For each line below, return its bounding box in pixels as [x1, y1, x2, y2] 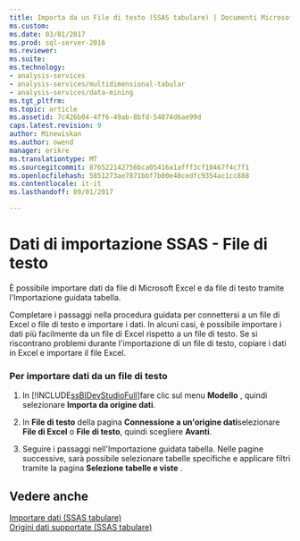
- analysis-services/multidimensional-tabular [9, 80, 186, 89]
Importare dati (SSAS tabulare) [9, 512, 122, 523]
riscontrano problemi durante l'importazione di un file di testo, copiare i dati [9, 337, 287, 349]
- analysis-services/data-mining [9, 88, 134, 97]
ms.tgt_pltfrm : [9, 96, 66, 106]
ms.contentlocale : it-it [9, 180, 102, 189]
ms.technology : [9, 63, 66, 72]
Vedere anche [9, 488, 89, 503]
